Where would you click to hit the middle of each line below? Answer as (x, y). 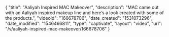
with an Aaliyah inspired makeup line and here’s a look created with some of (84, 13)
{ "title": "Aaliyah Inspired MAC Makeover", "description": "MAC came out (82, 7)
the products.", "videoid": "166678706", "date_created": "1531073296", (79, 18)
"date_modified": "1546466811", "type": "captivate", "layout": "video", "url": (84, 23)
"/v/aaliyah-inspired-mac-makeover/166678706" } (58, 29)
